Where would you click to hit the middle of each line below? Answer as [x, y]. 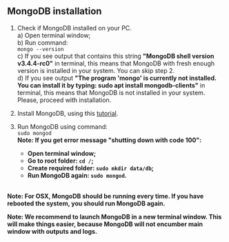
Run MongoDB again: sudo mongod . [77, 175]
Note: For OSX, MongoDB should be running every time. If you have [106, 196]
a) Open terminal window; [54, 35]
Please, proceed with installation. [64, 100]
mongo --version [40, 49]
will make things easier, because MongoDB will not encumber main [105, 224]
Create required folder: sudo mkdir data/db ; [90, 168]
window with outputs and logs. [52, 231]
